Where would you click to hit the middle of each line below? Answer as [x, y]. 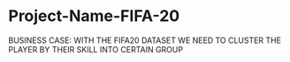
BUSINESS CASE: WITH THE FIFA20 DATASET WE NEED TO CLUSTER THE [145, 40]
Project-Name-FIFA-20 [94, 16]
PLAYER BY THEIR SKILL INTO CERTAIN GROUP [95, 49]
